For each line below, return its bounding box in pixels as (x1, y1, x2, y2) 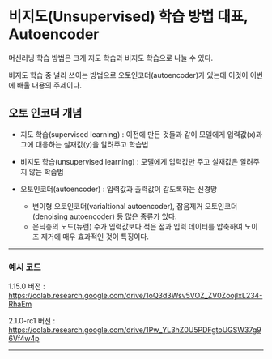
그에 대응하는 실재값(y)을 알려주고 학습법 (19, 139, 149, 149)
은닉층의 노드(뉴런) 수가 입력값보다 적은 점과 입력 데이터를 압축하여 (32, 221, 243, 231)
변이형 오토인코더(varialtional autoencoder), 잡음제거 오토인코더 (32, 201, 238, 211)
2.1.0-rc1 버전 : (8, 316, 55, 326)
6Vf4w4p (8, 334, 40, 344)
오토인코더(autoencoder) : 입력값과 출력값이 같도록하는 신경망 (19, 184, 218, 194)
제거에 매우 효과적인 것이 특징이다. (40, 232, 150, 241)
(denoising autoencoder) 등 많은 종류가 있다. (32, 212, 177, 221)
